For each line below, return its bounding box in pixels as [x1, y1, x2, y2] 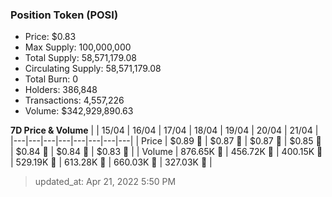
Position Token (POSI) [10, 8, 119, 22]
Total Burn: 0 [24, 73, 78, 85]
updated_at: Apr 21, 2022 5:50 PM [34, 176, 177, 188]
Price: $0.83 [24, 31, 77, 43]
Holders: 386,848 [24, 84, 98, 96]
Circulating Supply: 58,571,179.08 [24, 63, 162, 75]
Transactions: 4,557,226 [24, 94, 125, 107]
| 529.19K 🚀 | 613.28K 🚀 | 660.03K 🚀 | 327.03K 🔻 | [10, 156, 213, 168]
